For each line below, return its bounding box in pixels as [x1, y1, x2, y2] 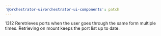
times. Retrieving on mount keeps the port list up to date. [5, 25, 120, 31]
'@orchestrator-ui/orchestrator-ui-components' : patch [5, 7, 120, 12]
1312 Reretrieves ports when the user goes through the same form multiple [5, 20, 156, 26]
